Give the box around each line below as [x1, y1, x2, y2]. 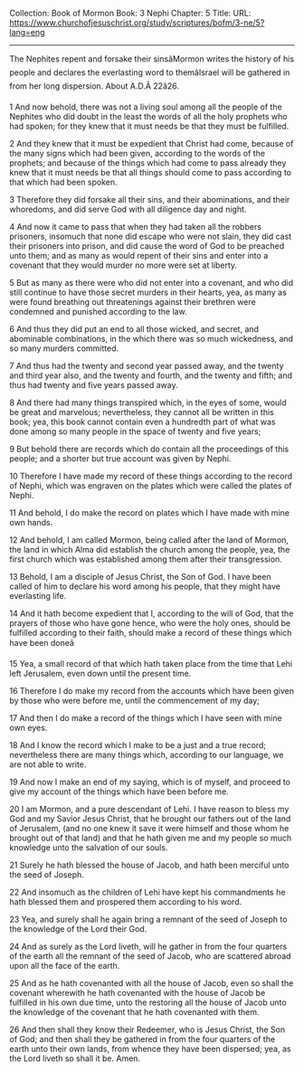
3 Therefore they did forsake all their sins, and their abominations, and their [9, 194, 290, 204]
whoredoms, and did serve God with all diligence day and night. [9, 204, 247, 214]
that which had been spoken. [9, 176, 118, 187]
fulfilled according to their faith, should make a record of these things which [9, 628, 292, 638]
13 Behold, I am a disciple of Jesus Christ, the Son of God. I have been [9, 572, 271, 582]
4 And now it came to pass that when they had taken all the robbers [9, 222, 262, 232]
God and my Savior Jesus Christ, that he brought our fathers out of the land [9, 813, 291, 824]
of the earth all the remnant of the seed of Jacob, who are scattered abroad [9, 951, 291, 962]
